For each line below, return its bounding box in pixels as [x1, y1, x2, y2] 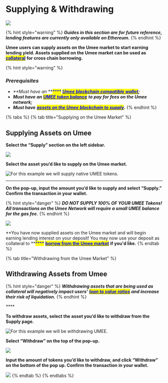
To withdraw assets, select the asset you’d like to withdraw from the [5, 313, 150, 319]
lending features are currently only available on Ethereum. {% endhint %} [5, 34, 162, 40]
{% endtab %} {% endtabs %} [11, 372, 74, 378]
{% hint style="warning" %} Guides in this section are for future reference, [5, 29, 163, 35]
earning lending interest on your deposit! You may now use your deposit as [5, 235, 160, 241]
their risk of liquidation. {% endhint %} [5, 293, 87, 299]
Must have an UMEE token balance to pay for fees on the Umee [12, 94, 148, 100]
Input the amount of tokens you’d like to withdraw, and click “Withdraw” [5, 356, 159, 363]
